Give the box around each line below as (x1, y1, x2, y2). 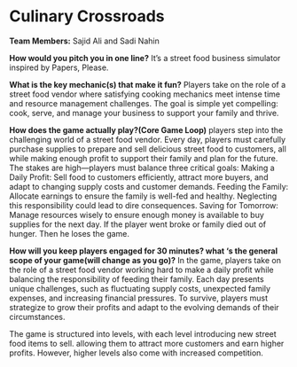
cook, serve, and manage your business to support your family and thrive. (9, 107, 279, 118)
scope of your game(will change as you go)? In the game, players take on (9, 254, 282, 265)
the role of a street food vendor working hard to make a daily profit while (9, 264, 274, 275)
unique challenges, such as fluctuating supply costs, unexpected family (9, 283, 271, 293)
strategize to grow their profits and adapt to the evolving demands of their (9, 301, 279, 312)
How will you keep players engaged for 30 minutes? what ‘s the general (9, 246, 277, 256)
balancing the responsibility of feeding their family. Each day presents (9, 273, 264, 285)
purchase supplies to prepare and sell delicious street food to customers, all (9, 144, 286, 154)
